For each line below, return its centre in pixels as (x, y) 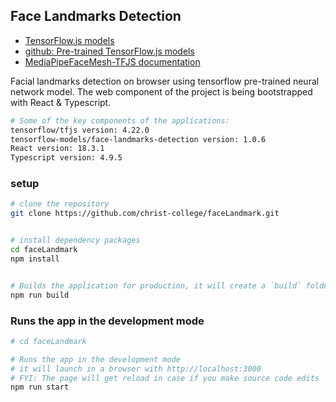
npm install (35, 259)
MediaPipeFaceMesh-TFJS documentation (112, 61)
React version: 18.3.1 (57, 149)
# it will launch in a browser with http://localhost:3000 (136, 369)
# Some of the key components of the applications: (120, 120)
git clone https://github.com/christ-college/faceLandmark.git (145, 214)
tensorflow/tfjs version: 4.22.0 (80, 130)
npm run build (40, 295)
